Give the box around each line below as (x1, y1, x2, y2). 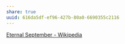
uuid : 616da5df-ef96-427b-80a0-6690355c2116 (6, 14, 120, 20)
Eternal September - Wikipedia (6, 31, 82, 38)
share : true (6, 8, 36, 15)
